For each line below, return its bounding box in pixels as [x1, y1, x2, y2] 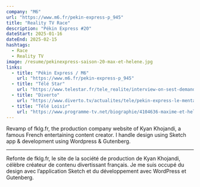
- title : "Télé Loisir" [11, 103, 70, 109]
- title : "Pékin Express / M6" [11, 70, 89, 76]
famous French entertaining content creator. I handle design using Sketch [6, 131, 186, 139]
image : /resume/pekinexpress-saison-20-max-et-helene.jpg [6, 59, 153, 65]
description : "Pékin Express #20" [6, 25, 92, 32]
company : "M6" [6, 8, 42, 15]
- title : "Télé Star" [11, 81, 65, 87]
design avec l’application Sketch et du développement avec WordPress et [6, 168, 186, 175]
